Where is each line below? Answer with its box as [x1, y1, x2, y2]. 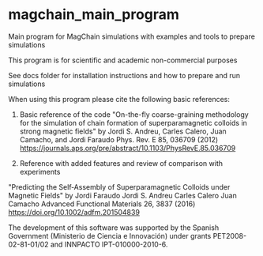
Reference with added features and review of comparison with [19, 158, 224, 168]
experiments [19, 167, 61, 176]
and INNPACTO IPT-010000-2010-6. [50, 239, 168, 249]
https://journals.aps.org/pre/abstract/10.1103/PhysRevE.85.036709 [19, 143, 236, 152]
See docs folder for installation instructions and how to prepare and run [8, 70, 241, 80]
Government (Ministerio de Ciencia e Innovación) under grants [8, 231, 212, 240]
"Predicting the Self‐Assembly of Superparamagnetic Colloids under [8, 182, 231, 191]
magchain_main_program [8, 6, 180, 24]
